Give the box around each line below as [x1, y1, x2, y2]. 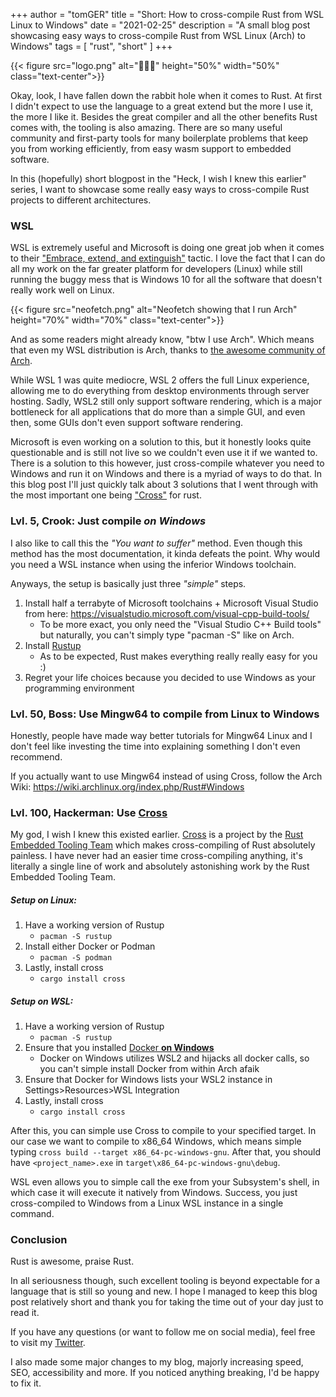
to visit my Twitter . [10, 1337, 86, 1349]
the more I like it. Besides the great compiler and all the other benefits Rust [10, 111, 318, 123]
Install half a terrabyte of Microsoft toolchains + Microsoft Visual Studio [24, 597, 319, 609]
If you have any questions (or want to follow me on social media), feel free [10, 1326, 316, 1338]
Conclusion [10, 1233, 68, 1247]
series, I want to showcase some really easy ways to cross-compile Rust [10, 184, 310, 195]
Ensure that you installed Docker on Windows [24, 1042, 215, 1054]
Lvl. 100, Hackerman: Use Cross [10, 805, 168, 819]
